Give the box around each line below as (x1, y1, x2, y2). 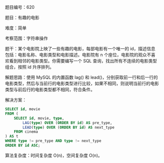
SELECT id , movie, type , (14, 116, 64, 121)
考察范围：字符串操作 (5, 36, 48, 41)
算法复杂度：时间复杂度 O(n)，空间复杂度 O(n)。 (5, 152, 102, 158)
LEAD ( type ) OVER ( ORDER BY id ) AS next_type (22, 125, 115, 130)
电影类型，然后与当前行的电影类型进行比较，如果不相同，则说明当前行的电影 (5, 81, 159, 86)
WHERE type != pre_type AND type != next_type (5, 139, 102, 143)
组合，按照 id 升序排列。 (5, 64, 54, 70)
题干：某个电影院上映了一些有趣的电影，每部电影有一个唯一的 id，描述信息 (5, 46, 155, 51)
